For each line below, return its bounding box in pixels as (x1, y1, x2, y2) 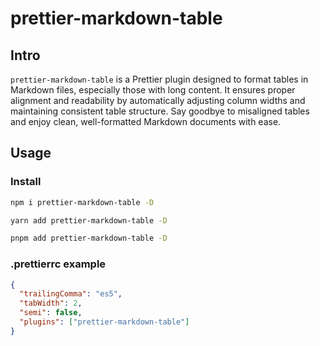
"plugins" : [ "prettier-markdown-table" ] (19, 317, 190, 327)
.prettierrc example (10, 257, 107, 271)
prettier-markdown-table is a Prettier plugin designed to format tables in (10, 73, 309, 85)
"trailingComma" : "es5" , (19, 289, 123, 299)
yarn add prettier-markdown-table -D (10, 215, 168, 226)
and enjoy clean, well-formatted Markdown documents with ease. (10, 116, 282, 127)
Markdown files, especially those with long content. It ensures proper (10, 84, 296, 96)
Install (10, 175, 42, 189)
